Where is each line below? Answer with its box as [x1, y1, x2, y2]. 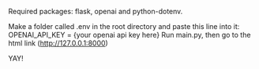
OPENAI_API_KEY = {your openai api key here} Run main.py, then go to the [8, 31, 251, 39]
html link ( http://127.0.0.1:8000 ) [8, 38, 108, 48]
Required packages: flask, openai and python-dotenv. [8, 7, 183, 16]
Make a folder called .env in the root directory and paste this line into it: [8, 22, 240, 31]
